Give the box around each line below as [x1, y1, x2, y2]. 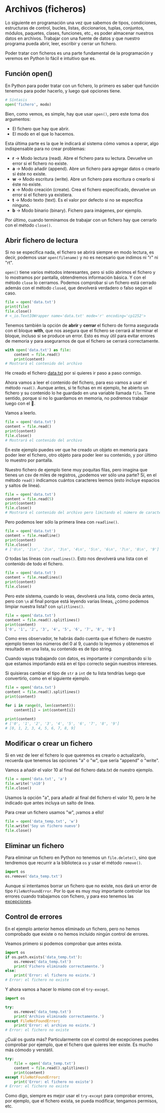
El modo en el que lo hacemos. [12, 131, 75, 137]
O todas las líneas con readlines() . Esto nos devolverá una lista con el [5, 556, 148, 561]
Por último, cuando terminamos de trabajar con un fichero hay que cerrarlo [5, 217, 157, 223]
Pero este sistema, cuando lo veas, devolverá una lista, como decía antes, [5, 593, 155, 599]
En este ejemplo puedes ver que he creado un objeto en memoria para [5, 446, 148, 453]
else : [5, 968, 16, 973]
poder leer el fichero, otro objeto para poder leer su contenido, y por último [5, 452, 157, 458]
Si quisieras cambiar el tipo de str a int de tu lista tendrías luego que [5, 670, 146, 676]
